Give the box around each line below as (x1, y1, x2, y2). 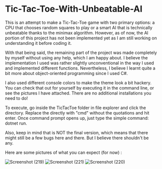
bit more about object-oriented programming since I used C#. (5, 70, 128, 76)
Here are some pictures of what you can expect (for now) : (5, 150, 122, 155)
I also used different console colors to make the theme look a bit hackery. (5, 79, 152, 86)
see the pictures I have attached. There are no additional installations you (5, 90, 152, 96)
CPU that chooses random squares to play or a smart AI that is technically (5, 24, 153, 30)
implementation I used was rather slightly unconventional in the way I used (5, 60, 154, 66)
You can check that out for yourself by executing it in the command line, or (5, 85, 154, 91)
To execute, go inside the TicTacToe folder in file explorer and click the (5, 105, 146, 111)
